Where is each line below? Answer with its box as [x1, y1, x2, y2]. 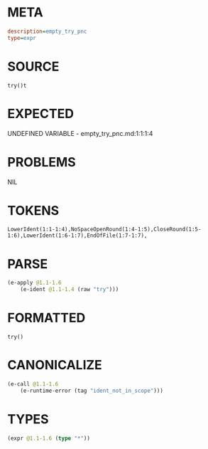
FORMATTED [7, 310, 86, 326]
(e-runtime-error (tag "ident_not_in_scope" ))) [20, 387, 163, 394]
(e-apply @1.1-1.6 [7, 279, 62, 287]
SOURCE [7, 58, 60, 75]
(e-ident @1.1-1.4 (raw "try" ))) [20, 286, 119, 293]
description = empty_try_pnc [7, 28, 87, 35]
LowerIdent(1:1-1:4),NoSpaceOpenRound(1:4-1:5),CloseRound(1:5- [7, 226, 202, 233]
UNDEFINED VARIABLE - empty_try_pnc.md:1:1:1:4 [7, 129, 153, 137]
